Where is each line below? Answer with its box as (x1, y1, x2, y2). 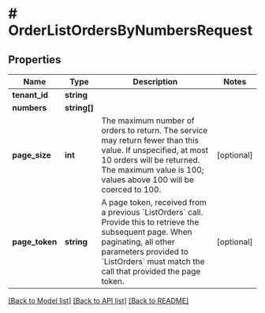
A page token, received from (101, 197, 207, 207)
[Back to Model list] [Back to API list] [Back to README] (8, 296, 189, 305)
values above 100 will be (101, 174, 195, 185)
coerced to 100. (101, 184, 162, 195)
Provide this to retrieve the (101, 217, 200, 227)
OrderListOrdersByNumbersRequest (8, 21, 253, 39)
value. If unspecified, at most (101, 145, 209, 155)
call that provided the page (101, 266, 201, 277)
